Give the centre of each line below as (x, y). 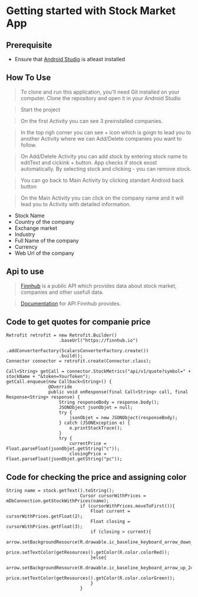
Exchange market (36, 228)
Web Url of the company (44, 253)
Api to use (25, 272)
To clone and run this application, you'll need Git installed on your (100, 92)
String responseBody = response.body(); (109, 402)
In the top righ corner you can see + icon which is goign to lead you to (106, 132)
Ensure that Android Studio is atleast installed (70, 59)
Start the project (40, 110)
